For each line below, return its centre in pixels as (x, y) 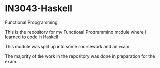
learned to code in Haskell (32, 37)
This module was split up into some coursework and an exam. (68, 46)
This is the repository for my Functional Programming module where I (76, 32)
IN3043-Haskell (39, 9)
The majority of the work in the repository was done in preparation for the (80, 56)
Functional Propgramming (31, 22)
